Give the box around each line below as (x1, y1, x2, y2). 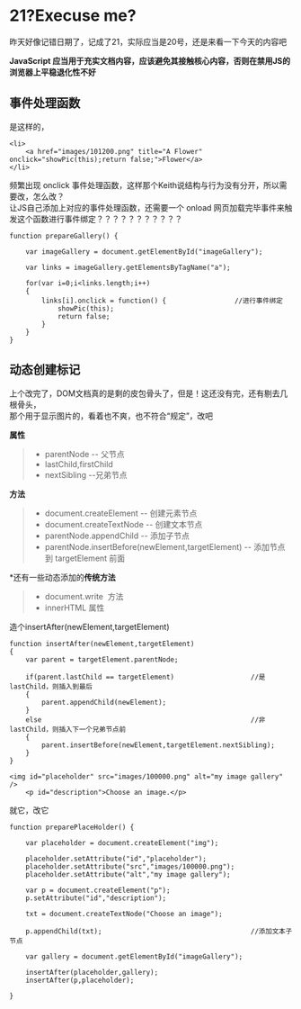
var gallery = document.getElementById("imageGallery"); (25, 951, 243, 961)
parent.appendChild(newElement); (41, 698, 167, 707)
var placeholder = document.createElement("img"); (25, 838, 219, 847)
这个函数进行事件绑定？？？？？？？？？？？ (16, 213, 182, 224)
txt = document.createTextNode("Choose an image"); (25, 909, 223, 918)
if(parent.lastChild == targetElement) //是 (25, 672, 266, 681)
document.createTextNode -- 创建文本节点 (44, 518, 203, 529)
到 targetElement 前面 (44, 553, 126, 563)
